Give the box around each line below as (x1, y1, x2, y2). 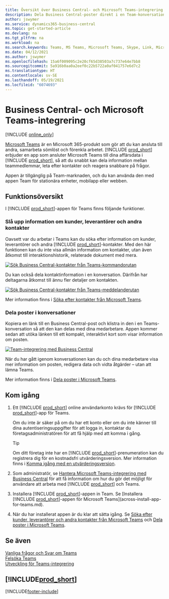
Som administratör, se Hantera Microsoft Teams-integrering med (12, 470, 147, 476)
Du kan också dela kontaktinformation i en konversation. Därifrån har (5, 272, 148, 278)
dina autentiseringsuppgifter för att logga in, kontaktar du (12, 425, 131, 431)
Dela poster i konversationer (5, 309, 76, 316)
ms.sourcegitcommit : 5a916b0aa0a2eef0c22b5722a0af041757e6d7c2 (5, 63, 141, 69)
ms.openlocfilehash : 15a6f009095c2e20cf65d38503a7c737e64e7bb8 (5, 59, 141, 64)
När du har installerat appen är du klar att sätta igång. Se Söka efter (12, 511, 152, 517)
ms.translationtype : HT (5, 69, 55, 74)
